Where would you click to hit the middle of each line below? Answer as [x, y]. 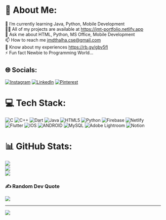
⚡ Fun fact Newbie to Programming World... [49, 53]
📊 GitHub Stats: [39, 146]
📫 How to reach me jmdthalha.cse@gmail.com [53, 40]
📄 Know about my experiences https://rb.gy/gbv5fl [57, 47]
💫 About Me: [31, 10]
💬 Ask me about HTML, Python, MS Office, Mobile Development [70, 34]
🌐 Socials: [21, 70]
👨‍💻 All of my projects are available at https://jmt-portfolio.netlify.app [74, 29]
